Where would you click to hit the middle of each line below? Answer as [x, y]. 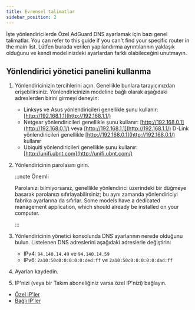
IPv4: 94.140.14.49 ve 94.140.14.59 [67, 254]
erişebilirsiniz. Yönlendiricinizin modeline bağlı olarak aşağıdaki [91, 92]
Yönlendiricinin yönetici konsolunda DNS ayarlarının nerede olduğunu [99, 236]
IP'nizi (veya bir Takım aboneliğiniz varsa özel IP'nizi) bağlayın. [90, 283]
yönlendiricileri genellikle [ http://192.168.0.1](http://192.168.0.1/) [99, 135]
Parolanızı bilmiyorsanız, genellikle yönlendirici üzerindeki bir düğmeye [100, 188]
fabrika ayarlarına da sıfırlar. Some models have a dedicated [87, 201]
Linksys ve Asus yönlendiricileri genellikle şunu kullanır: [91, 109]
